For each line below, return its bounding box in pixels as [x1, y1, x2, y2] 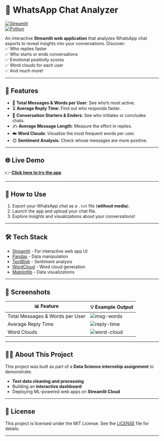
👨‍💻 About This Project [5, 350, 73, 359]
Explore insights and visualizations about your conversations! [12, 213, 136, 219]
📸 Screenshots [5, 288, 51, 296]
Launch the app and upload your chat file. [12, 208, 97, 214]
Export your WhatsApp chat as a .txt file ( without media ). [12, 203, 130, 209]
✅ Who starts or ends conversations [5, 51, 78, 57]
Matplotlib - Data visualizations [12, 269, 75, 275]
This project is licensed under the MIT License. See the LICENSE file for [5, 420, 149, 426]
